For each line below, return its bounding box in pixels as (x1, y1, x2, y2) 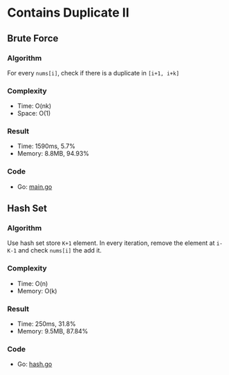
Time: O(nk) (17, 102, 52, 110)
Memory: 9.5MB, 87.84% (17, 327, 89, 336)
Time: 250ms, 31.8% (17, 320, 76, 328)
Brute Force (7, 33, 59, 44)
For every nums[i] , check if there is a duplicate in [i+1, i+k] (7, 68, 180, 77)
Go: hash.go (17, 360, 53, 368)
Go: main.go (17, 182, 53, 191)
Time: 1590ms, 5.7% (17, 142, 76, 150)
